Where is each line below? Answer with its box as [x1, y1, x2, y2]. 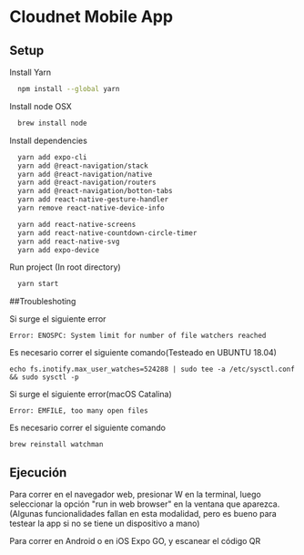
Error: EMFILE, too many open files [9, 406, 148, 416]
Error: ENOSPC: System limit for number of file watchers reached [9, 331, 267, 341]
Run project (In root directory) [9, 262, 121, 272]
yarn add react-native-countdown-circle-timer [17, 228, 198, 238]
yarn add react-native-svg [17, 237, 120, 246]
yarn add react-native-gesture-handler [17, 195, 169, 204]
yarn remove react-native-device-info [17, 203, 166, 212]
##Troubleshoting [9, 296, 76, 307]
